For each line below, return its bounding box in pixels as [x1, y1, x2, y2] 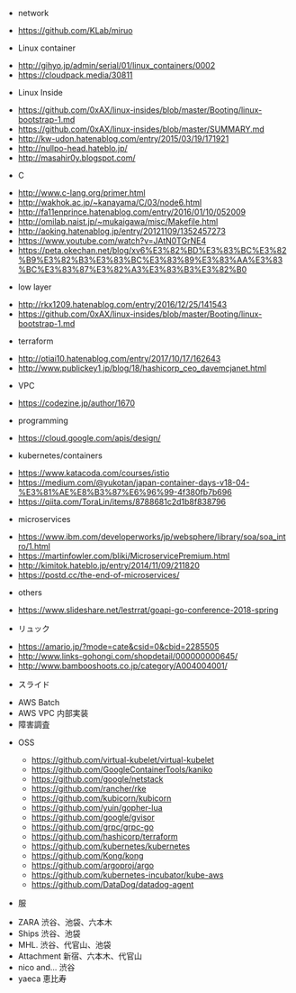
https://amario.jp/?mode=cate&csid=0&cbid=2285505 [17, 641, 220, 652]
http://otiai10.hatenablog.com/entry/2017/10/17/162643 [17, 354, 221, 363]
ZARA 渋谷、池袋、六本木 [17, 917, 112, 927]
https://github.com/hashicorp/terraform [31, 832, 178, 841]
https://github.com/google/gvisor [31, 812, 155, 823]
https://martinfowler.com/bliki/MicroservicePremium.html [17, 550, 230, 561]
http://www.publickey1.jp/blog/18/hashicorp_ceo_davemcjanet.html [17, 363, 267, 373]
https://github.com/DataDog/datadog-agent [31, 879, 194, 889]
